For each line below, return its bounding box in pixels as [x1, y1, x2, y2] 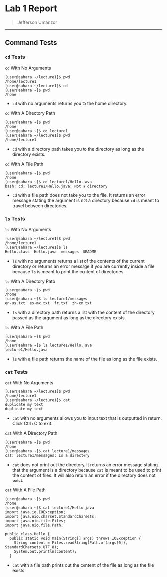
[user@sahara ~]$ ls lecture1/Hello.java [5, 343, 92, 348]
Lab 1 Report [5, 3, 57, 14]
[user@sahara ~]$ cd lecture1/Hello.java [5, 179, 92, 184]
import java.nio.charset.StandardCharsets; [5, 514, 97, 519]
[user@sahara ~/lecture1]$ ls [5, 245, 68, 250]
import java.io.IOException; [5, 510, 66, 515]
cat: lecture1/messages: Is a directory [5, 453, 90, 458]
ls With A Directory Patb [5, 278, 56, 284]
